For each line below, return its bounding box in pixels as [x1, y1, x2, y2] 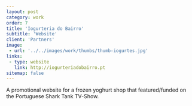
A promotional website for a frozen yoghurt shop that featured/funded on [6, 86, 187, 93]
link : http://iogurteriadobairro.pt [14, 64, 106, 71]
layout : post [6, 8, 39, 15]
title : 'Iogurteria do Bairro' [6, 25, 84, 32]
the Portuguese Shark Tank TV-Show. [6, 93, 99, 100]
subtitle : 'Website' [6, 31, 58, 37]
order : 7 [6, 20, 28, 26]
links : [6, 53, 23, 59]
